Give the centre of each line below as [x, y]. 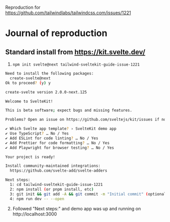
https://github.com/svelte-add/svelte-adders [59, 171]
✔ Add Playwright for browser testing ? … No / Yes [60, 148]
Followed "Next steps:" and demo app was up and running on [77, 208]
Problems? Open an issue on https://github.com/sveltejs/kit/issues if [82, 120]
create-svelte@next [30, 78]
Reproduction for [23, 7]
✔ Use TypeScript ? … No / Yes [37, 134]
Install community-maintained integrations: [53, 166]
